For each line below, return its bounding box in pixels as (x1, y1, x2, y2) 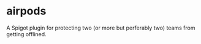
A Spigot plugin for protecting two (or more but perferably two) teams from (6, 24, 195, 31)
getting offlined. (6, 30, 47, 37)
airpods (6, 4, 47, 18)
